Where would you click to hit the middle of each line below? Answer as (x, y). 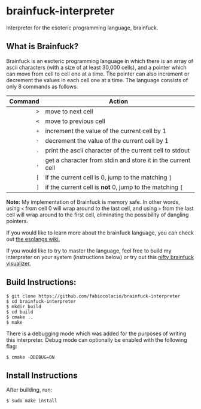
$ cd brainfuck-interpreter (41, 301)
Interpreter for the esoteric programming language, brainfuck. (82, 28)
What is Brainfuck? (42, 46)
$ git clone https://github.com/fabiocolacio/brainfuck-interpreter (93, 296)
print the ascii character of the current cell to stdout (118, 150)
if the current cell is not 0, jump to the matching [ (114, 187)
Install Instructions (42, 375)
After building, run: (29, 390)
